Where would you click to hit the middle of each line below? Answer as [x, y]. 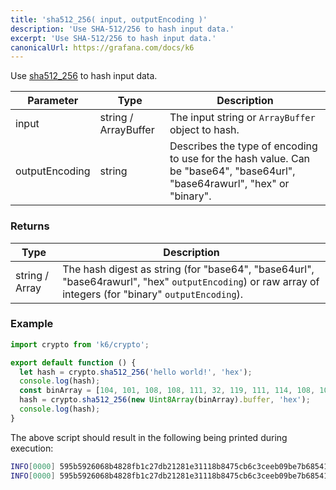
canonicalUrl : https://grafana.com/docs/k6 [102, 47]
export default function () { [73, 362]
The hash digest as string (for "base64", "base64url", [188, 269]
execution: [32, 448]
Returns [30, 226]
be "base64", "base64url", [232, 171]
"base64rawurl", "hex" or [229, 184]
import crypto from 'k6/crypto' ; [80, 344]
